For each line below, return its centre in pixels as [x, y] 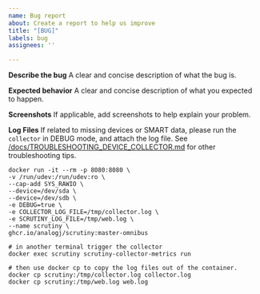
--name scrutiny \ [39, 226]
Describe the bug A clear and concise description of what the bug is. [122, 75]
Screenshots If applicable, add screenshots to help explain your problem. [130, 115]
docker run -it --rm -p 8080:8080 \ [69, 170]
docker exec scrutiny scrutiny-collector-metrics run [100, 254]
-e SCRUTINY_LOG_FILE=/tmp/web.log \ [71, 219]
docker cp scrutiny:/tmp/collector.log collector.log [100, 275]
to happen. [26, 99]
